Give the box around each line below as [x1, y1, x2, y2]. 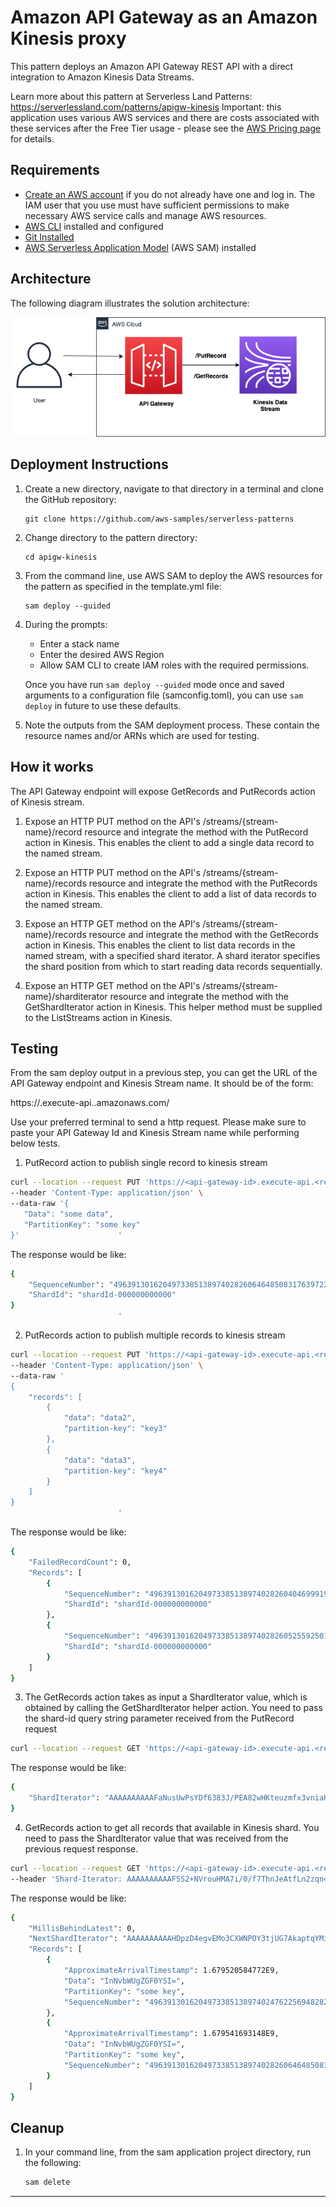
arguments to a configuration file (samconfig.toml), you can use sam [24, 689, 304, 701]
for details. [10, 132, 55, 145]
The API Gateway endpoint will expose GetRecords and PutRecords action [10, 785, 316, 797]
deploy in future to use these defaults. [24, 699, 182, 711]
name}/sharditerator [24, 990, 108, 1002]
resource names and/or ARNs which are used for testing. [24, 729, 260, 741]
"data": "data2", [63, 1413, 137, 1423]
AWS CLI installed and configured [24, 220, 164, 232]
